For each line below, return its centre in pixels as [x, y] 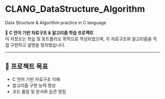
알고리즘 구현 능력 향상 [34, 85]
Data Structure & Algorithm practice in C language [56, 23]
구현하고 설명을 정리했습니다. [38, 45]
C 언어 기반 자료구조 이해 [36, 79]
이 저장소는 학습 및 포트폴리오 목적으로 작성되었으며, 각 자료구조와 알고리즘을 [79, 39]
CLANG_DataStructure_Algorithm [75, 9]
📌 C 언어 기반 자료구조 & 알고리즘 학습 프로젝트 [49, 32]
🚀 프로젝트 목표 [27, 66]
